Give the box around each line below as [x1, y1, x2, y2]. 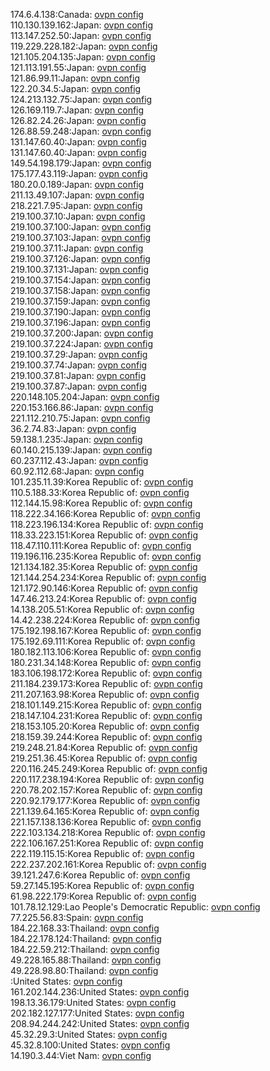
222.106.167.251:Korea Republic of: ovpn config [10, 837, 204, 849]
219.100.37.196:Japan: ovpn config [10, 317, 152, 328]
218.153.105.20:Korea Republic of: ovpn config [10, 720, 200, 732]
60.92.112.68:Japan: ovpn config [10, 465, 145, 477]
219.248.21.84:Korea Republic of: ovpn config [10, 742, 198, 753]
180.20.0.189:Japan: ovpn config [10, 179, 145, 190]
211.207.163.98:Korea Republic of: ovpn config [10, 689, 200, 700]
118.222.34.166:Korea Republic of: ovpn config [10, 508, 201, 519]
